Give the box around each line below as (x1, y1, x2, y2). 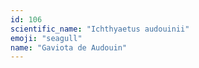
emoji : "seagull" (10, 33, 83, 43)
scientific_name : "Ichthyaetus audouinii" (10, 24, 190, 34)
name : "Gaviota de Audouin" (10, 42, 128, 53)
